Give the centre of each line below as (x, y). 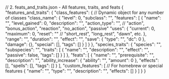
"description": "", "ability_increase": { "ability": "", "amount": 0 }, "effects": (82, 60)
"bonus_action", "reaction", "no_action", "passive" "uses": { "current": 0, (80, 28)
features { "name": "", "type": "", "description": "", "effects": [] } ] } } (76, 71)
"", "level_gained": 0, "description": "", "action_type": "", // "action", (75, 23)
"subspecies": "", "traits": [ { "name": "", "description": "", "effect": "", (77, 50)
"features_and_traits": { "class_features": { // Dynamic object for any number (84, 12)
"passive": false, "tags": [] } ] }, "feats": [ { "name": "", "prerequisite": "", (80, 55)
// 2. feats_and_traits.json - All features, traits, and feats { (64, 7)
